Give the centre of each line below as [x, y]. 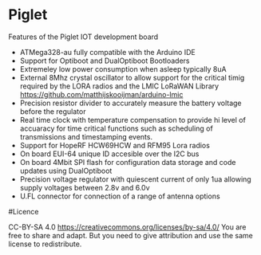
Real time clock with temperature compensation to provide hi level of [132, 120]
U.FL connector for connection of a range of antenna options [120, 196]
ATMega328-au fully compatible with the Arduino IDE [107, 52]
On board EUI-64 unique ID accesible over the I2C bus [109, 154]
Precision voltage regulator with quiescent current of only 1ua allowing [135, 179]
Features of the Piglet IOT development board [83, 37]
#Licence [24, 211]
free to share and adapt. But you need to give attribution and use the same [130, 235]
